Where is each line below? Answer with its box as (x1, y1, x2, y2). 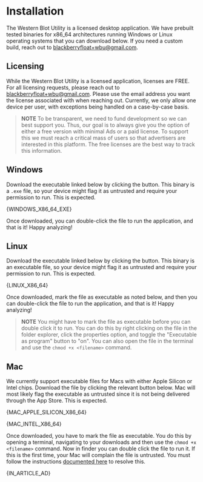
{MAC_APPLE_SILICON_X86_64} (6, 409, 87, 416)
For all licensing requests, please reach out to (6, 84, 120, 91)
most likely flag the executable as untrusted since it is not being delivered (6, 390, 190, 398)
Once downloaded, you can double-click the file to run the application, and (6, 217, 193, 224)
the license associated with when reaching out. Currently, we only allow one (6, 96, 196, 104)
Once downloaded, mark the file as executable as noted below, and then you (6, 293, 198, 301)
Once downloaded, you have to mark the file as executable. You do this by (6, 432, 192, 440)
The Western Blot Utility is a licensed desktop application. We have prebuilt (6, 24, 194, 32)
